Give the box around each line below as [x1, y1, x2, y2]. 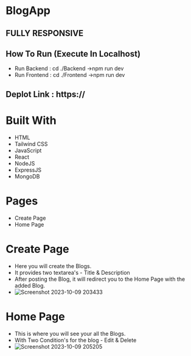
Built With [5, 114, 57, 127]
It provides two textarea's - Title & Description [14, 269, 130, 276]
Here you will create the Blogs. [14, 262, 92, 269]
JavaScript [14, 147, 42, 154]
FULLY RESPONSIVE [5, 28, 84, 38]
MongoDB [14, 172, 40, 180]
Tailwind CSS [14, 140, 48, 147]
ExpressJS [14, 166, 42, 173]
